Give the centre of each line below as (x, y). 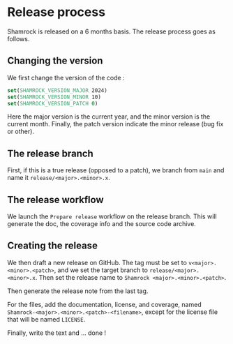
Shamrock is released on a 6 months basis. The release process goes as (112, 31)
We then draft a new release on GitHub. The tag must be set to (97, 262)
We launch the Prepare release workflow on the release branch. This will (112, 216)
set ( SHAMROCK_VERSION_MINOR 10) (54, 97)
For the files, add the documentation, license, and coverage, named (104, 304)
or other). (21, 132)
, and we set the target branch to (101, 270)
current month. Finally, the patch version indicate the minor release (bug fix (115, 124)
